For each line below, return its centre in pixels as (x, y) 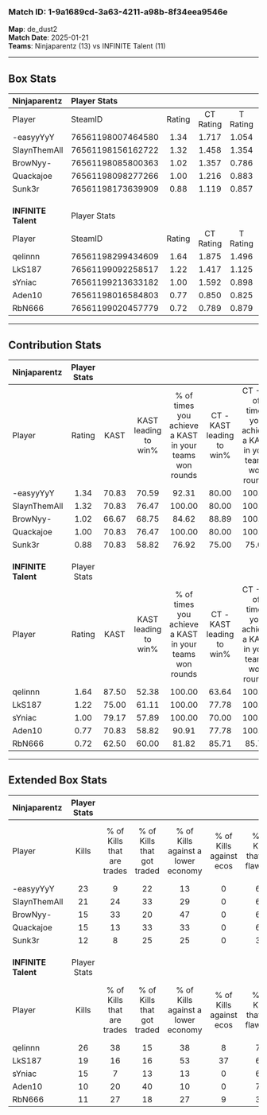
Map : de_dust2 (33, 29)
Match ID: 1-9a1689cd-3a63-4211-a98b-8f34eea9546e (118, 12)
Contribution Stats (55, 345)
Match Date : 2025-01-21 (48, 37)
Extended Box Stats (58, 781)
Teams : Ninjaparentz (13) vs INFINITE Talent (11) (87, 46)
